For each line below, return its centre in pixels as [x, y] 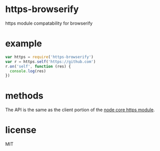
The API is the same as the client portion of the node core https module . [80, 110]
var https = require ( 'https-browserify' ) [49, 57]
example [24, 44]
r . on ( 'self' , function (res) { [38, 66]
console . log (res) [28, 71]
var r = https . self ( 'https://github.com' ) [50, 61]
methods [24, 96]
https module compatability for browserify [49, 23]
